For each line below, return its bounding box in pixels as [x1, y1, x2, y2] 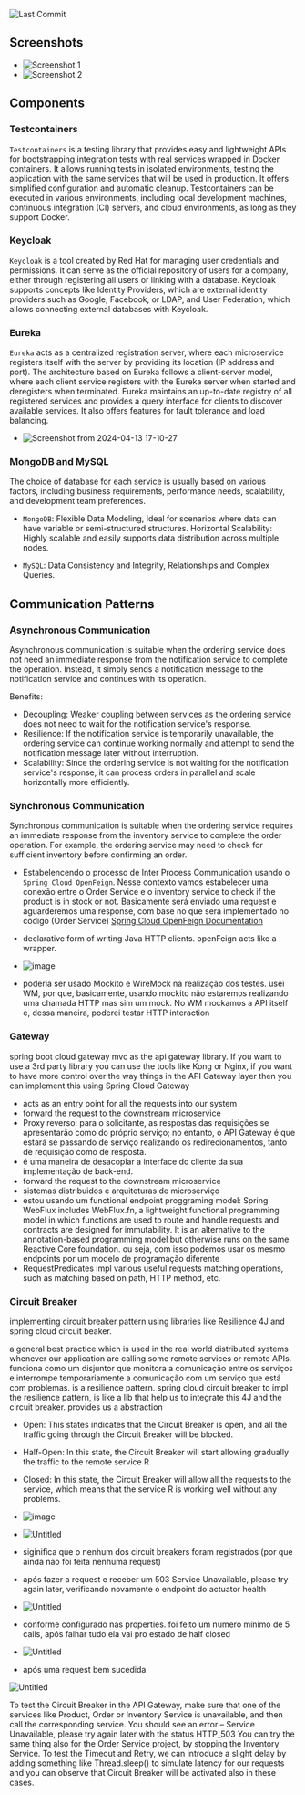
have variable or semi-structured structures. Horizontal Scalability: [22, 523, 273, 534]
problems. [22, 1493, 61, 1504]
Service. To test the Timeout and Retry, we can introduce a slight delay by [9, 1748, 287, 1758]
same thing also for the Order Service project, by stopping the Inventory [9, 1737, 280, 1748]
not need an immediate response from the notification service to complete [9, 654, 289, 666]
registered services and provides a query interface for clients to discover [9, 395, 283, 406]
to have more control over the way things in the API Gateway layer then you [9, 1070, 292, 1081]
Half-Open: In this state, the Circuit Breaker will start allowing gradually [22, 1446, 290, 1457]
